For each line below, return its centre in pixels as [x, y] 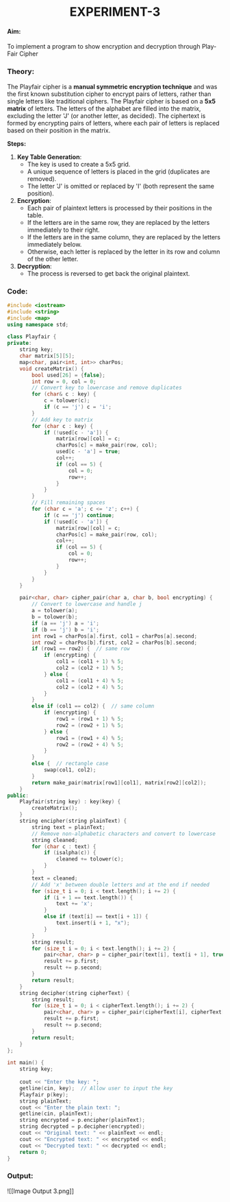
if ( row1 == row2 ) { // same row [81, 649]
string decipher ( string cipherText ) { [75, 993]
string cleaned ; [55, 840]
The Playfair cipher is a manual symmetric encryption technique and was [112, 86]
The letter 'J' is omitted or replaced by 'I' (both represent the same [120, 186]
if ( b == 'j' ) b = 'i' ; [65, 629]
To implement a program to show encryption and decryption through [104, 47]
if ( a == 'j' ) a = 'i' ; [65, 623]
